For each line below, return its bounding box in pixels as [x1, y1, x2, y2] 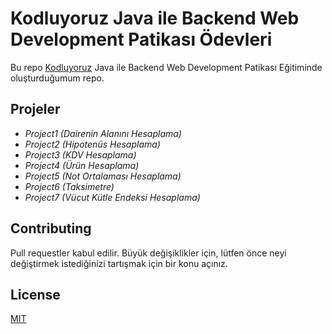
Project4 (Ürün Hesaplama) [24, 159, 140, 171]
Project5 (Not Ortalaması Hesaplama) [24, 170, 182, 182]
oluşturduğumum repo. [10, 72, 105, 84]
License [10, 286, 61, 303]
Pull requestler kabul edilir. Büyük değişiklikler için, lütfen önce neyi [10, 247, 287, 259]
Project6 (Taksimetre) [24, 180, 115, 192]
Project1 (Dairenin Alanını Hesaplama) [24, 127, 182, 139]
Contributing [10, 220, 92, 237]
